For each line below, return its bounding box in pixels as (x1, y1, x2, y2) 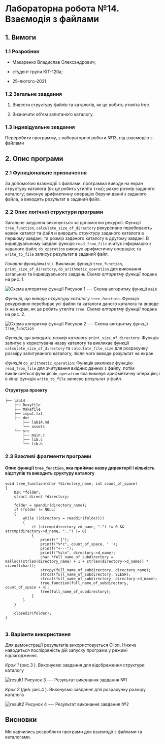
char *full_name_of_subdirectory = (40, 554, 113, 559)
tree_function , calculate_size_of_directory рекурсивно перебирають (5, 225, 152, 231)
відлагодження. (5, 653, 38, 659)
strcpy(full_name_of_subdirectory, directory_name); (40, 567, 151, 573)
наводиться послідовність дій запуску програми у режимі (5, 647, 128, 653)
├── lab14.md (23, 420, 50, 425)
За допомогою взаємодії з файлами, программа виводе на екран (5, 181, 143, 187)
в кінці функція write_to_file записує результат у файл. (5, 376, 122, 382)
